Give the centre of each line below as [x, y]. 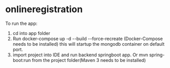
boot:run [22, 60]
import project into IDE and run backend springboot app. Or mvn [80, 55]
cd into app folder [31, 33]
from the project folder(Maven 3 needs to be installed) [89, 60]
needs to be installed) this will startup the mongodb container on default [89, 44]
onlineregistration [44, 9]
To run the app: [21, 23]
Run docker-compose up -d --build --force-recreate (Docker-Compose [88, 39]
